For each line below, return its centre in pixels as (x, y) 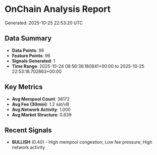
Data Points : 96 (28, 50)
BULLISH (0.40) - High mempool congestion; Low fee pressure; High (82, 142)
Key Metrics (24, 87)
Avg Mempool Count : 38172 (41, 99)
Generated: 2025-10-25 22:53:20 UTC (44, 23)
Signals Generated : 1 (33, 61)
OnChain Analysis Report (58, 9)
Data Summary (28, 38)
